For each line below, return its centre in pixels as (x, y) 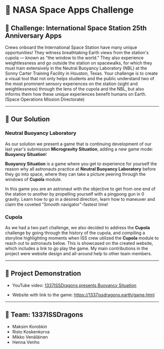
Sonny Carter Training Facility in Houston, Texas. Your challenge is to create (82, 73)
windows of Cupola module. (33, 179)
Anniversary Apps (33, 35)
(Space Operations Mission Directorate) (45, 99)
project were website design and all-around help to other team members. (79, 253)
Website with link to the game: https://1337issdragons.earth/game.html (83, 295)
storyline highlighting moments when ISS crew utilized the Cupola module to (82, 238)
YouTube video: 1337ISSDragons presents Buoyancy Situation (74, 285)
